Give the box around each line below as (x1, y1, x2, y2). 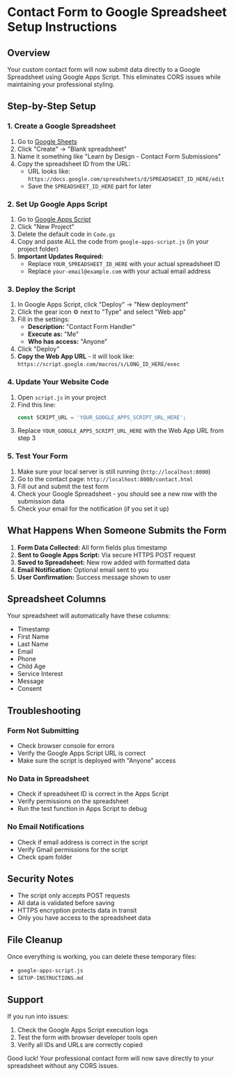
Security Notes (7, 873, 75, 885)
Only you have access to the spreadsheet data (17, 914, 151, 922)
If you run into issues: (7, 1012, 70, 1020)
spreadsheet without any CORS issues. (7, 1062, 119, 1070)
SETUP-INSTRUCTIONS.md (17, 975, 84, 982)
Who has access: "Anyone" (27, 337, 108, 346)
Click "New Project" (17, 222, 75, 230)
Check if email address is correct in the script (17, 837, 148, 846)
